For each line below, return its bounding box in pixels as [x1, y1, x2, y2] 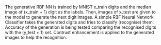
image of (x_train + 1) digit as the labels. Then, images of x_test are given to [5, 9, 156, 15]
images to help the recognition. [5, 34, 67, 40]
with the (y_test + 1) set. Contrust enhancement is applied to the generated [5, 30, 154, 35]
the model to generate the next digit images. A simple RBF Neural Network [5, 14, 154, 20]
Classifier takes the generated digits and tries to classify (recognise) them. [5, 19, 154, 25]
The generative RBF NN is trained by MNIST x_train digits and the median [5, 4, 151, 10]
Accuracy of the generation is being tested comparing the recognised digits [5, 24, 157, 30]
